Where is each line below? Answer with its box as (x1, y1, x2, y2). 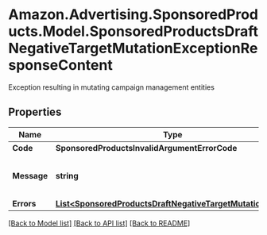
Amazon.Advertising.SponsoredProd (8, 6, 259, 24)
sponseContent (8, 56, 113, 75)
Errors (12, 198, 37, 209)
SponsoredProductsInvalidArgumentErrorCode (55, 142, 238, 153)
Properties (8, 106, 62, 119)
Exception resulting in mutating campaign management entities (8, 82, 215, 92)
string (55, 170, 79, 181)
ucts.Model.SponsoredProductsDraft (8, 22, 259, 40)
